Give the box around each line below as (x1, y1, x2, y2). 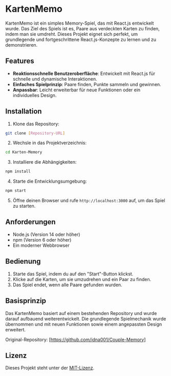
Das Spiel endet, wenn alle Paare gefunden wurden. (12, 282, 122, 288)
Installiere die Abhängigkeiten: (12, 159, 77, 165)
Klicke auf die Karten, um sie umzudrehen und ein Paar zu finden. (12, 276, 152, 282)
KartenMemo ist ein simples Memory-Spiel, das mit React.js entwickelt (5, 20, 154, 26)
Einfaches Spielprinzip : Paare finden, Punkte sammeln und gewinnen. (12, 81, 161, 87)
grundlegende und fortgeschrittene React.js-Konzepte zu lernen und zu (5, 36, 156, 43)
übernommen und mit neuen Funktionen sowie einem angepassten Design (5, 321, 162, 327)
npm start (5, 188, 27, 193)
